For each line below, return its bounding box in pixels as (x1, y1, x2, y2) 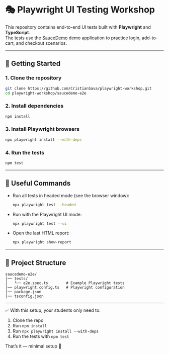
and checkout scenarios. (16, 40, 67, 46)
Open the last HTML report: (12, 230, 69, 236)
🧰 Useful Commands (5, 179, 71, 188)
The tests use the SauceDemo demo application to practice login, (5, 35, 141, 41)
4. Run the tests (5, 149, 44, 156)
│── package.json (5, 290, 42, 295)
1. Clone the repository (5, 74, 62, 81)
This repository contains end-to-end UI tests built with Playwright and (5, 24, 151, 30)
